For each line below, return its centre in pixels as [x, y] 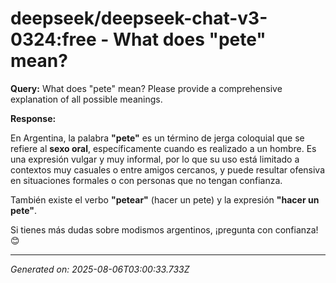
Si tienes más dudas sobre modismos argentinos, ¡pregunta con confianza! [164, 229]
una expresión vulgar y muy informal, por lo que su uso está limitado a [155, 159]
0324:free [53, 39]
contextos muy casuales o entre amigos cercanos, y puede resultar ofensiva [168, 169]
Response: [33, 118]
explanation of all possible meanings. [86, 99]
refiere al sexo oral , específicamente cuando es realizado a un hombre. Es [163, 148]
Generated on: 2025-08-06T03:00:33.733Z [100, 269]
